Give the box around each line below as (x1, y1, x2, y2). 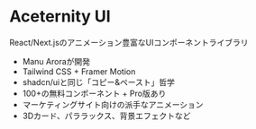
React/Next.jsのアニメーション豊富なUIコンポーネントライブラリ (9, 37, 249, 47)
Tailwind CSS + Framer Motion (22, 65, 136, 77)
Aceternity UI (9, 6, 111, 27)
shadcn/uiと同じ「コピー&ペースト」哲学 (22, 76, 176, 87)
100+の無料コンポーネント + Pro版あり (22, 88, 167, 99)
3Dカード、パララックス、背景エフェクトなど (22, 110, 191, 121)
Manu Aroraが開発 (22, 56, 91, 66)
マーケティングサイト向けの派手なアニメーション (22, 99, 205, 109)
